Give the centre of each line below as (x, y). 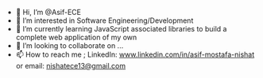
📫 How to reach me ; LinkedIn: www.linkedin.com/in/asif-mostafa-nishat (135, 54)
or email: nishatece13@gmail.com (70, 66)
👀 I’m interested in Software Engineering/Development (104, 20)
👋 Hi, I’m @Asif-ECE (48, 12)
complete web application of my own (76, 37)
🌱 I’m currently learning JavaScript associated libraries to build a (121, 29)
